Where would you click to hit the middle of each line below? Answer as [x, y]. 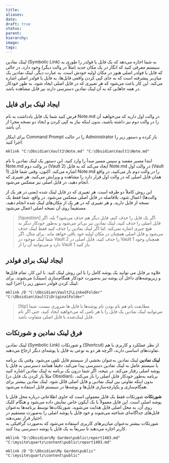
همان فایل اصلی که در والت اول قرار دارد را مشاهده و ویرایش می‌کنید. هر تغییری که [83, 177]
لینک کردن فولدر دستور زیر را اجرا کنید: [42, 283]
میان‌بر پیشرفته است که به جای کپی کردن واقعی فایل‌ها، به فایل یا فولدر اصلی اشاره [84, 78]
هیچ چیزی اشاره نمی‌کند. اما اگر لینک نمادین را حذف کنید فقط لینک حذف [85, 228]
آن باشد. [14, 127]
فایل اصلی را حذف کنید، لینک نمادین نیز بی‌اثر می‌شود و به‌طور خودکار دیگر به [89, 223]
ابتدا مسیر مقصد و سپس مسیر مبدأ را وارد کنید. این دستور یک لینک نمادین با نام [79, 161]
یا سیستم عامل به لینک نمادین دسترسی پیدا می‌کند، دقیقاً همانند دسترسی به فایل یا [82, 365]
